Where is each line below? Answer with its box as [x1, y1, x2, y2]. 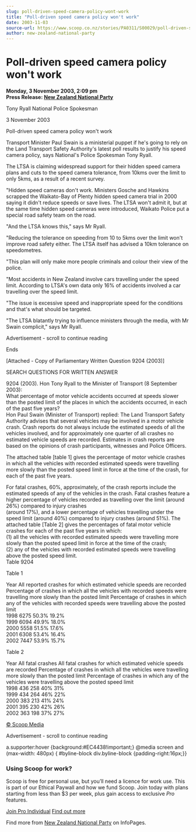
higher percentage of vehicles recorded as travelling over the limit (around [6, 496, 185, 503]
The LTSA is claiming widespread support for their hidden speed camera [6, 163, 181, 170]
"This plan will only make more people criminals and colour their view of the [6, 258, 188, 265]
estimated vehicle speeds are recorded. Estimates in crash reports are [6, 436, 175, 443]
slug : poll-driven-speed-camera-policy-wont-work [6, 8, 129, 15]
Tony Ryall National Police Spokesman [6, 105, 98, 112]
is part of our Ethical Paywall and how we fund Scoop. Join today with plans [6, 784, 188, 791]
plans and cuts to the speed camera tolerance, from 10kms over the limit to [6, 169, 186, 176]
